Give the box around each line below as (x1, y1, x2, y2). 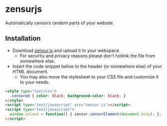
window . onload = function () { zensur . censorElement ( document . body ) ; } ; (9, 112, 162, 117)
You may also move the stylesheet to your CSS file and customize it (19, 73, 159, 80)
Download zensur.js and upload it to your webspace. (12, 47, 121, 53)
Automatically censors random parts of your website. (5, 20, 115, 26)
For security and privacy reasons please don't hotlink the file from (19, 53, 156, 59)
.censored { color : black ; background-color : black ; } (9, 93, 126, 98)
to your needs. (19, 79, 50, 85)
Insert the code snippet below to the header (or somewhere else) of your (12, 63, 162, 69)
